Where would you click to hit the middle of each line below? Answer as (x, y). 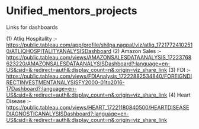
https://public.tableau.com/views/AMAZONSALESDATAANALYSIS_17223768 (99, 57)
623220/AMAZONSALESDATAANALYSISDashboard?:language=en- (88, 64)
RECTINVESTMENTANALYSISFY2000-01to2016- (66, 82)
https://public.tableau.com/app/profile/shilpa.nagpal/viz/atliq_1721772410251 (99, 45)
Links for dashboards (32, 27)
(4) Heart (180, 95)
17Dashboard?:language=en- (41, 88)
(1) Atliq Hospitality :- (32, 38)
